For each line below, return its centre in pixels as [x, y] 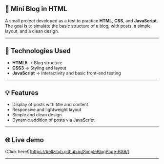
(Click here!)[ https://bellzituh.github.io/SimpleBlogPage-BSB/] [67, 152]
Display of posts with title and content [50, 105]
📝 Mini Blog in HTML [36, 9]
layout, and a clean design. [32, 31]
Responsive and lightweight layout [47, 109]
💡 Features [22, 93]
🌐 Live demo [24, 140]
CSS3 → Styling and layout [39, 68]
